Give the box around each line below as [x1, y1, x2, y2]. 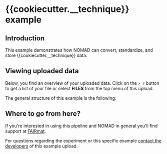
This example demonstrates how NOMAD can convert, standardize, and [5, 47, 153, 53]
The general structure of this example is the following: [5, 95, 116, 101]
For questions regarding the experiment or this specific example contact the [5, 138, 161, 144]
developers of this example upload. [5, 143, 78, 149]
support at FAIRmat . [5, 128, 46, 134]
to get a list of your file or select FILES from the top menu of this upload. [5, 85, 154, 91]
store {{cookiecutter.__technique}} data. [5, 52, 87, 58]
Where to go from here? [5, 110, 81, 118]
